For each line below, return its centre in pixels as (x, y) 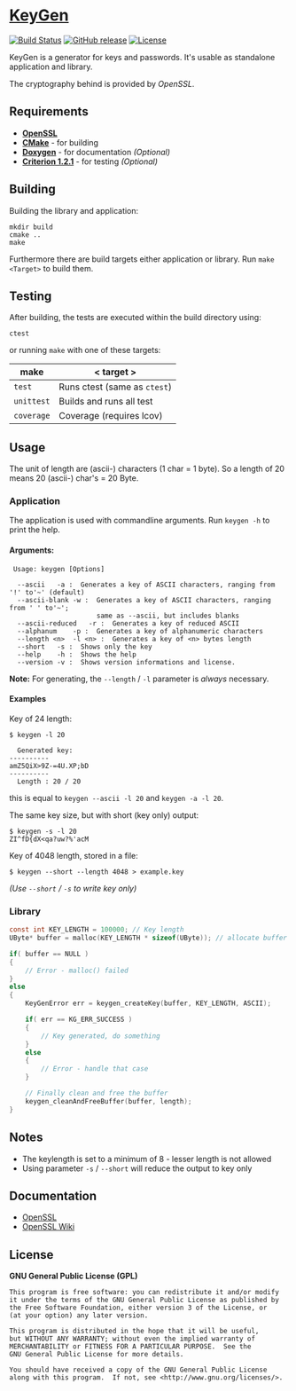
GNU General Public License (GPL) (74, 1276)
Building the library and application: (74, 210)
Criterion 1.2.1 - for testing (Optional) (90, 161)
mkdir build (31, 227)
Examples (28, 699)
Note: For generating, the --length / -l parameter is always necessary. (139, 679)
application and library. (51, 67)
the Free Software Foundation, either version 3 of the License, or (138, 1308)
